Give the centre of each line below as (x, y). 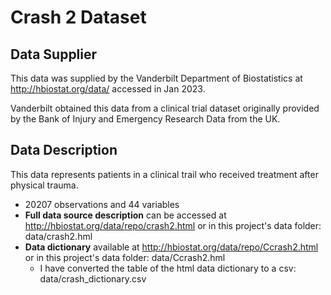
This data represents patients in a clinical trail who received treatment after (164, 174)
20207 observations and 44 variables (102, 204)
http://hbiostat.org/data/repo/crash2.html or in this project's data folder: (173, 225)
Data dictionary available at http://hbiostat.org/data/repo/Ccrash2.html (171, 247)
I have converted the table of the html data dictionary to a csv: (168, 268)
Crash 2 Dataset (78, 17)
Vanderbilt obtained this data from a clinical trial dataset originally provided (165, 108)
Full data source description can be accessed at (125, 215)
